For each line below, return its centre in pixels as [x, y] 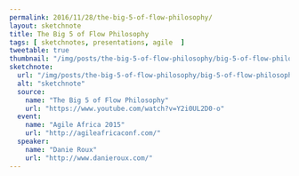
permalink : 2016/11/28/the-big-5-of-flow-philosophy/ [111, 17]
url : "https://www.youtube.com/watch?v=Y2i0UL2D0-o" [125, 108]
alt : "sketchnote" [52, 84]
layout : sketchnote [45, 26]
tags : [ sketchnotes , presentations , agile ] [97, 42]
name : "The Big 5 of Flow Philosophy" [97, 100]
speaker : [33, 141]
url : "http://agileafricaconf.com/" [93, 133]
